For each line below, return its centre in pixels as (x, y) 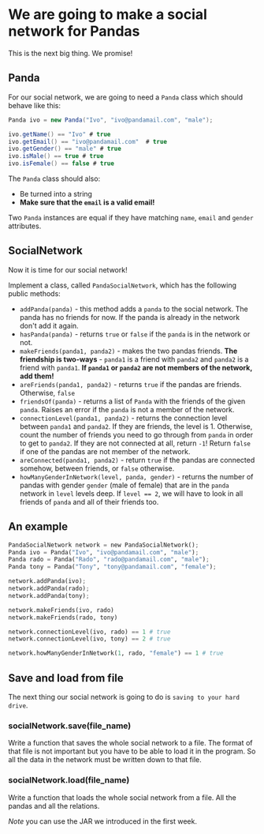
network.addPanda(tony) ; (49, 595)
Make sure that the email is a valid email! (87, 202)
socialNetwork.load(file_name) (69, 780)
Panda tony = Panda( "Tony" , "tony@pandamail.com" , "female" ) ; (112, 567)
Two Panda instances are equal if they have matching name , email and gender (131, 218)
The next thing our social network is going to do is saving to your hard (124, 697)
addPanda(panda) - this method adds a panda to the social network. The (134, 309)
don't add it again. (49, 325)
